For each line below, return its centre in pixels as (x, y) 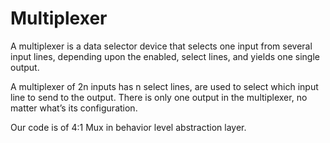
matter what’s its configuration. (74, 108)
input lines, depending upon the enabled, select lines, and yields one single (165, 56)
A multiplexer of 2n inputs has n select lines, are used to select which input (164, 86)
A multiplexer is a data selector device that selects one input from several (161, 46)
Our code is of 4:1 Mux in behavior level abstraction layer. (128, 127)
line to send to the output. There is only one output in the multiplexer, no (159, 97)
